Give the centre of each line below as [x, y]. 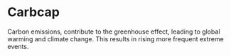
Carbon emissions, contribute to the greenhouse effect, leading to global [114, 31]
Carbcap [34, 12]
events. [18, 46]
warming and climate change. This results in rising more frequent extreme [116, 38]
